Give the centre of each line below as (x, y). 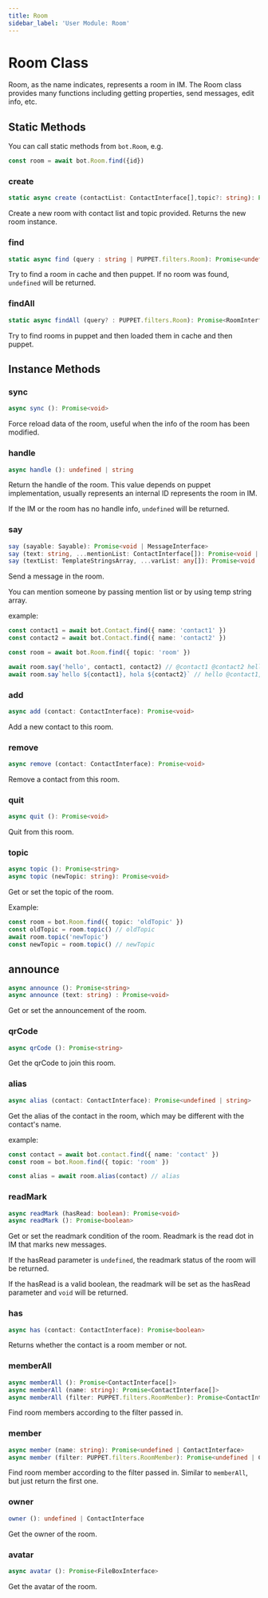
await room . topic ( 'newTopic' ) (59, 937)
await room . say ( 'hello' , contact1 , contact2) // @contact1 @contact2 (126, 667)
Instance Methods (55, 369)
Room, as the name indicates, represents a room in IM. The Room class (125, 85)
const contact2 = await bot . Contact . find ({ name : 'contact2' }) (117, 638)
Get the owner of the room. (53, 1534)
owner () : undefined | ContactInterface (77, 1518)
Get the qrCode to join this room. (62, 1063)
